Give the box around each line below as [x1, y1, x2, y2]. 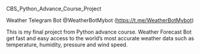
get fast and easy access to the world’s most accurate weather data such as [6, 35, 195, 41]
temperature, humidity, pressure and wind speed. [6, 41, 128, 48]
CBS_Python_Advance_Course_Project [6, 5, 102, 12]
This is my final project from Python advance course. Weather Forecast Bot [6, 28, 192, 35]
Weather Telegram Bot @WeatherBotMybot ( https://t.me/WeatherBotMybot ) [6, 17, 194, 23]
